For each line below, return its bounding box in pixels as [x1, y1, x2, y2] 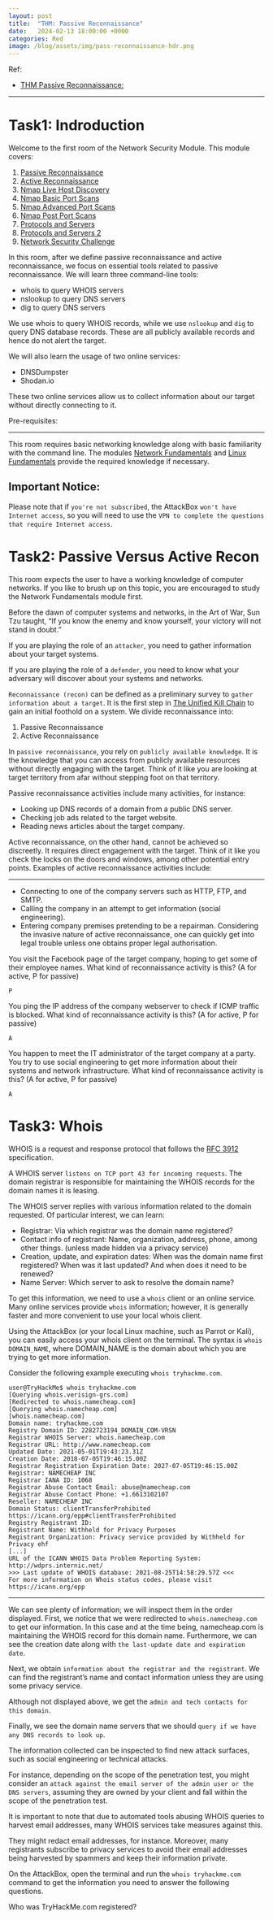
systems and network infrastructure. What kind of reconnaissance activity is [8, 1066, 264, 1075]
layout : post [8, 11, 53, 20]
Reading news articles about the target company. [19, 821, 185, 831]
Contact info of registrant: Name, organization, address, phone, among [19, 1234, 258, 1244]
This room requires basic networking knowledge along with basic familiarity [8, 440, 262, 450]
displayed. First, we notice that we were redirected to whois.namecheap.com [8, 1613, 258, 1622]
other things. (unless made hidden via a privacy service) [19, 1243, 209, 1253]
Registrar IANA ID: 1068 [8, 1476, 93, 1484]
